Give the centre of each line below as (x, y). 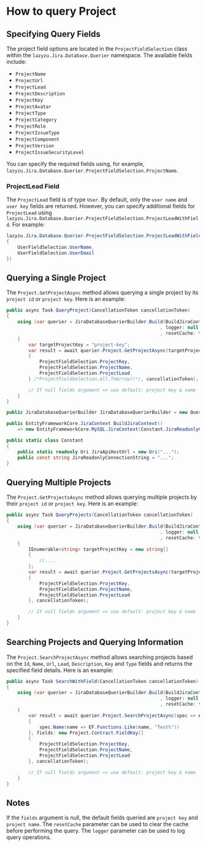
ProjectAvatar (33, 107)
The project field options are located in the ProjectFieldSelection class (97, 49)
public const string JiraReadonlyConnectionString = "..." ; (96, 458)
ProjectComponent (37, 139)
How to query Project (61, 11)
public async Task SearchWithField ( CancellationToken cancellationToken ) (103, 681)
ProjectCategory (36, 120)
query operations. (29, 837)
